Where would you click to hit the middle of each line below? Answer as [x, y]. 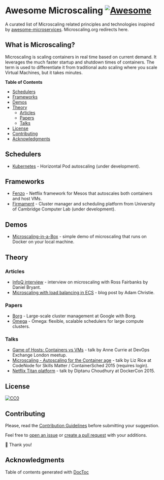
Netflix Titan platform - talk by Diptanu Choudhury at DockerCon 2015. [83, 371]
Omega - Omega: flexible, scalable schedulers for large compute [78, 321]
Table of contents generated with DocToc [47, 472]
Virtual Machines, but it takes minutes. [44, 72]
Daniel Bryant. [27, 287]
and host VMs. [27, 199]
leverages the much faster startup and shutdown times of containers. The [80, 62]
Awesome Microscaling [54, 11]
